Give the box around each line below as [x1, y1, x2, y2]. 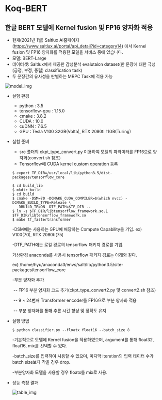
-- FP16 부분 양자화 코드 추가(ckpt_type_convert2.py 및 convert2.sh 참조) [13, 287, 156, 293]
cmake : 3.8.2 [19, 113, 47, 119]
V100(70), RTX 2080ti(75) [12, 232, 64, 237]
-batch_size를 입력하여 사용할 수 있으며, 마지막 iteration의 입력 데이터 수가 [12, 353, 154, 359]
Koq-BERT [5, 3, 48, 14]
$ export [12, 170, 30, 175]
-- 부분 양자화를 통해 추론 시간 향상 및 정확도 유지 [13, 308, 107, 313]
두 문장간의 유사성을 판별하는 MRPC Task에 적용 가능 [12, 74, 113, 79]
